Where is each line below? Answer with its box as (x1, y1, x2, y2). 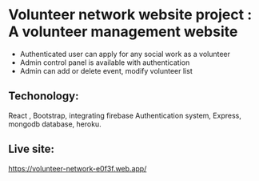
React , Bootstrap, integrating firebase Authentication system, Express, (8, 111, 241, 120)
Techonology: (8, 90, 79, 103)
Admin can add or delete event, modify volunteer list (19, 66, 193, 75)
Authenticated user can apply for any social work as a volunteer (19, 49, 230, 58)
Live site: (8, 143, 54, 156)
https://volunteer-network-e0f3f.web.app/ (8, 163, 147, 173)
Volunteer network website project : (8, 6, 253, 24)
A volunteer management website (8, 22, 238, 41)
